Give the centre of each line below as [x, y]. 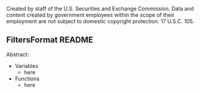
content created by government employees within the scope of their [90, 15]
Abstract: [17, 54]
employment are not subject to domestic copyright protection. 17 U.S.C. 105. [100, 21]
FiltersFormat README [50, 40]
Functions [27, 78]
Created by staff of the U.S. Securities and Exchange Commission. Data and [100, 9]
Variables [26, 66]
